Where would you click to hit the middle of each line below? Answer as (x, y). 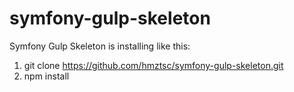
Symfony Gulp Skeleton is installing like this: (100, 46)
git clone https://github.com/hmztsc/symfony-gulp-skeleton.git (153, 65)
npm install (46, 76)
